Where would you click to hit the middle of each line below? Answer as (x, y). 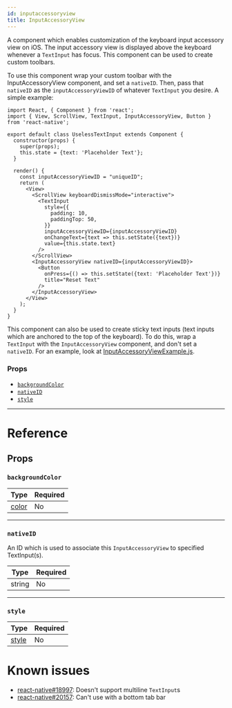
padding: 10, (69, 213)
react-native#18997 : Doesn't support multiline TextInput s (99, 690)
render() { (29, 170)
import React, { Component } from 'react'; (71, 110)
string (20, 584)
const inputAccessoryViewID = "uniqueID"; (81, 177)
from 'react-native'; (38, 122)
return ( (32, 183)
